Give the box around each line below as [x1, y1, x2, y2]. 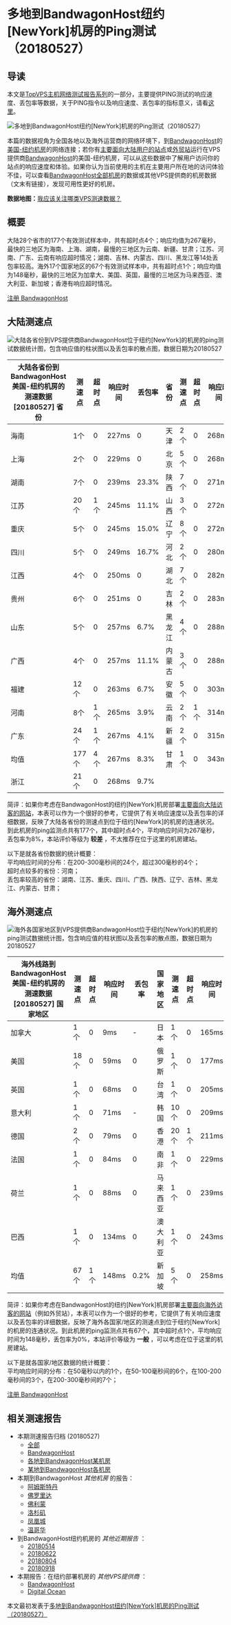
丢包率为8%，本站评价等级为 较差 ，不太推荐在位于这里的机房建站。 [7, 834, 201, 843]
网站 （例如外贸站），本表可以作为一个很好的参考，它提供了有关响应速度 [19, 1309, 221, 1318]
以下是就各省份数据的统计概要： [7, 849, 98, 858]
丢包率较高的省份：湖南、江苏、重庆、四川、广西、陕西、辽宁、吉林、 [7, 875, 206, 883]
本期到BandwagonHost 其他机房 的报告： [16, 1474, 134, 1482]
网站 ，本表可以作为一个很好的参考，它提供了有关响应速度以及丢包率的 [19, 809, 218, 817]
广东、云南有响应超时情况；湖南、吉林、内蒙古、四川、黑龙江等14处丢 [19, 253, 219, 262]
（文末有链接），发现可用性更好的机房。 [7, 180, 119, 188]
